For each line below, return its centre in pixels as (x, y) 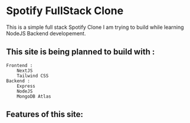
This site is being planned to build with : (81, 52)
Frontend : (19, 65)
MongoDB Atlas (34, 96)
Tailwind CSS (33, 76)
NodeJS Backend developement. (46, 33)
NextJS (25, 71)
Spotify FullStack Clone (65, 11)
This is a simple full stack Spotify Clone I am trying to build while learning (95, 27)
